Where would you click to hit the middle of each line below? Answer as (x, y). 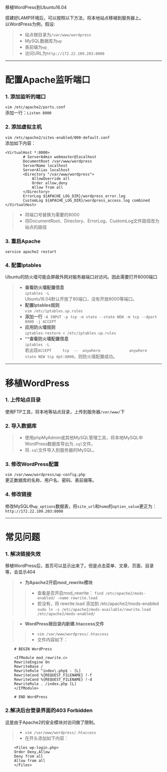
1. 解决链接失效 (23, 554)
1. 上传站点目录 (23, 400)
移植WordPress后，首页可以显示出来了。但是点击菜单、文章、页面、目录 (80, 566)
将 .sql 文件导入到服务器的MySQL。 (61, 450)
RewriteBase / (29, 667)
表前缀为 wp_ (37, 47)
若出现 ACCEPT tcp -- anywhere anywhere (86, 350)
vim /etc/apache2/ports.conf (35, 107)
